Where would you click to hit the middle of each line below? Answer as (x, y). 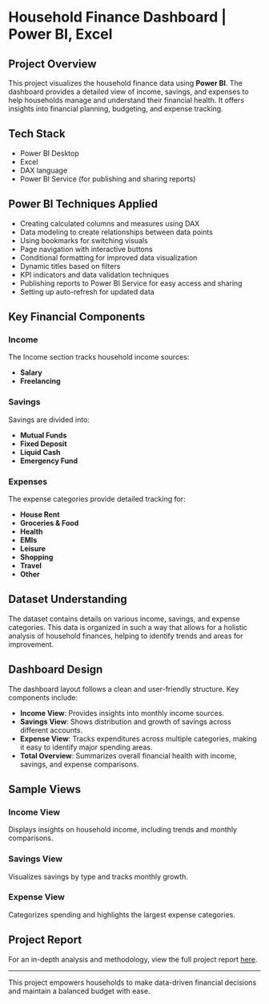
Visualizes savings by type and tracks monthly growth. (98, 876)
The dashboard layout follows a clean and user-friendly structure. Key (124, 689)
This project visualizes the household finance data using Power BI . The (125, 83)
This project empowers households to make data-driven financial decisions (132, 982)
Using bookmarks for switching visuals (84, 240)
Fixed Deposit (43, 443)
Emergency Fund (49, 461)
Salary (31, 372)
